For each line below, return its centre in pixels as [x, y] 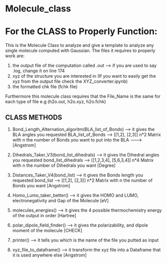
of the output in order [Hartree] [44, 215]
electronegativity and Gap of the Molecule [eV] [60, 200]
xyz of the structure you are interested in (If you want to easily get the [84, 76]
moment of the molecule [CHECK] [47, 230]
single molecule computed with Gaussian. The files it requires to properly [80, 51]
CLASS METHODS [34, 117]
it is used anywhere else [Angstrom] [50, 255]
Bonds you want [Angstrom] [41, 185]
